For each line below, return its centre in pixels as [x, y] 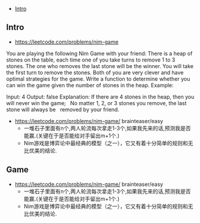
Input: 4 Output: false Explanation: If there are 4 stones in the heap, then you [100, 97]
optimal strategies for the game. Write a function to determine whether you [98, 79]
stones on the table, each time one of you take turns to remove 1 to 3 [91, 60]
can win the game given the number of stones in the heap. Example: [90, 85]
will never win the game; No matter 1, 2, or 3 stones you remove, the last [96, 103]
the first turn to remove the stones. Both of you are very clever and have [95, 72]
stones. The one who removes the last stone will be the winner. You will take [100, 66]
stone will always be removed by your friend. [63, 109]
